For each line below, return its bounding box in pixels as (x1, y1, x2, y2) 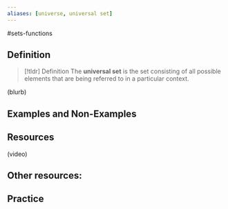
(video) (7, 150, 28, 158)
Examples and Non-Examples (7, 108, 137, 119)
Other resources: (7, 170, 82, 181)
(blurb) (7, 88, 27, 97)
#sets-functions (7, 29, 53, 37)
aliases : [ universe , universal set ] (7, 10, 113, 17)
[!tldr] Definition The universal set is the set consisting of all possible (23, 67, 221, 76)
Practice (7, 193, 44, 205)
